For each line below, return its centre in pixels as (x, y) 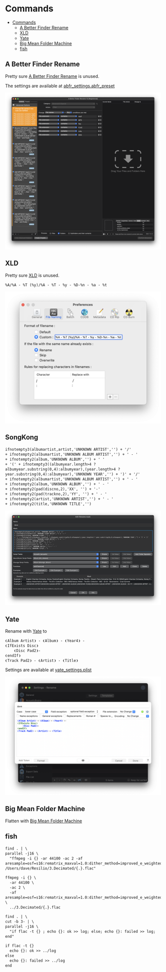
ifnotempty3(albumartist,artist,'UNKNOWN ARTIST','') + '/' (68, 449)
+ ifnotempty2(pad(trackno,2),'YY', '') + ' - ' (56, 494)
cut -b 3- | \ (20, 921)
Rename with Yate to (26, 631)
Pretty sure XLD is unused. (32, 275)
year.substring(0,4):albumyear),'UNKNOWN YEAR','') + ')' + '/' (73, 474)
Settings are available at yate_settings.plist (48, 670)
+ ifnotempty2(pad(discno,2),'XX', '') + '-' (53, 489)
